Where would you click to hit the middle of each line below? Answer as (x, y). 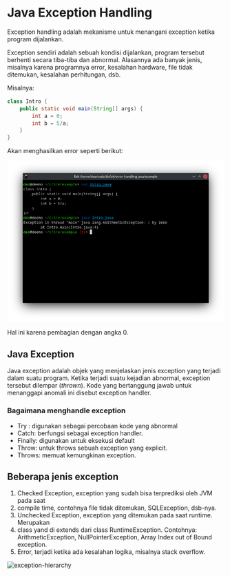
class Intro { (28, 101)
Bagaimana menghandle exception (66, 410)
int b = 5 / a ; (51, 123)
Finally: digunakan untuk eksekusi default (76, 440)
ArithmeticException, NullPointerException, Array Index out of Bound (114, 537)
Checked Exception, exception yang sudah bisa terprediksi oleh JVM (115, 493)
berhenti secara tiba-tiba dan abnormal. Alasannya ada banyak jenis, (105, 59)
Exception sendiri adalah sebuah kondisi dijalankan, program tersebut (106, 52)
